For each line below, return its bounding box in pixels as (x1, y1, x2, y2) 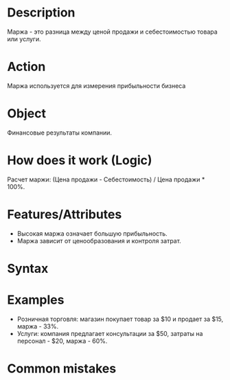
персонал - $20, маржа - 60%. (16, 337, 108, 345)
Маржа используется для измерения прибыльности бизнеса (7, 81, 186, 90)
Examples (7, 292, 65, 308)
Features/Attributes (7, 206, 122, 222)
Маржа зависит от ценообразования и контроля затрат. (16, 236, 182, 245)
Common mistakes (7, 361, 117, 376)
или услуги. (7, 34, 41, 43)
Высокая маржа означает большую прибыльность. (16, 229, 168, 238)
